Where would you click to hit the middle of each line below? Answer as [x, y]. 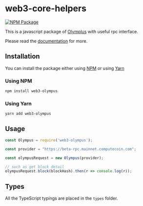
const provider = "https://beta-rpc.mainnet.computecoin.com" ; [71, 149]
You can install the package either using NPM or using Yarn [65, 68]
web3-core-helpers [46, 9]
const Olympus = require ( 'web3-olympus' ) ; [49, 140]
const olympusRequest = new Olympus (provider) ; [54, 158]
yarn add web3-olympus [28, 114]
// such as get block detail [35, 167]
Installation [22, 57]
